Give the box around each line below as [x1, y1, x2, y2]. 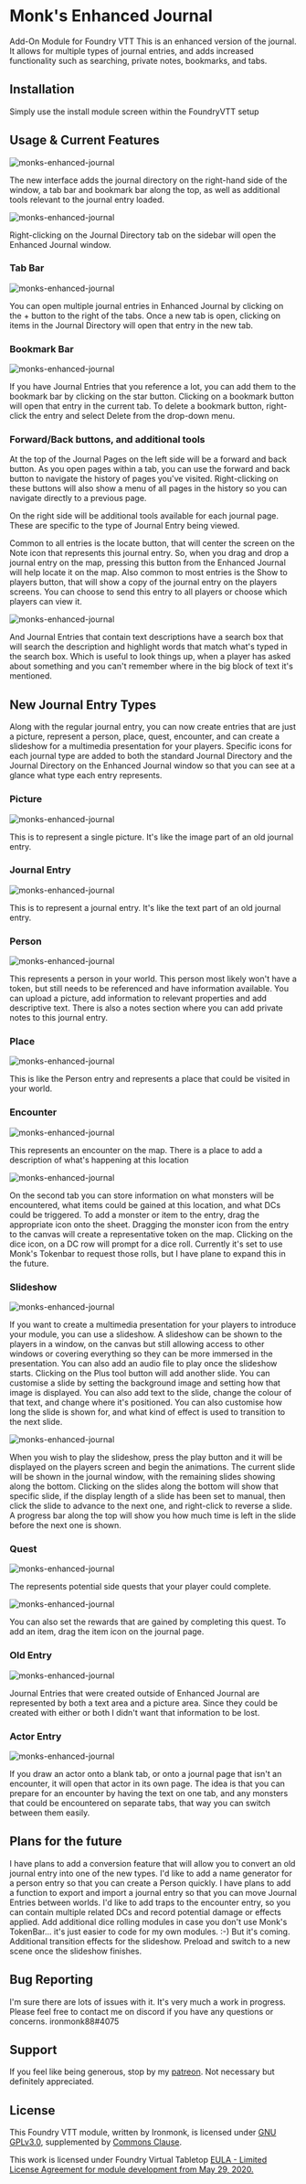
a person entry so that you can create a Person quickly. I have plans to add [9, 1877, 291, 1889]
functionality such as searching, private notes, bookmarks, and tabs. [9, 55, 268, 66]
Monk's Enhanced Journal [9, 5, 213, 27]
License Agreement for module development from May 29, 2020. [9, 2164, 254, 2175]
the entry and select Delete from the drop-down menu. [28, 411, 236, 422]
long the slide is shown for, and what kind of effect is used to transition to [9, 1407, 286, 1418]
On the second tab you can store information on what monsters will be [9, 1190, 274, 1201]
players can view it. [9, 596, 82, 607]
